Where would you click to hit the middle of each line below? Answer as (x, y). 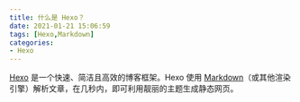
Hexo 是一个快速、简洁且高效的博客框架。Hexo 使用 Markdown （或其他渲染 (150, 78)
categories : (32, 42)
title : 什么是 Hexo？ (47, 17)
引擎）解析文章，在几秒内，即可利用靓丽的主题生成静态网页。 (124, 89)
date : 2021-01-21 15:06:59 (60, 26)
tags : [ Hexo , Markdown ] (52, 34)
